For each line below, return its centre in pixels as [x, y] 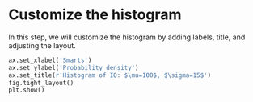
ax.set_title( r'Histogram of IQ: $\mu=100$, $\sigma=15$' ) [110, 75]
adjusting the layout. [42, 45]
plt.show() [27, 90]
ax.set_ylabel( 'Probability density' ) [74, 67]
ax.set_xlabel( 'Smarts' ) [50, 60]
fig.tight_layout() [41, 83]
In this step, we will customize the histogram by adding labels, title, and [127, 37]
